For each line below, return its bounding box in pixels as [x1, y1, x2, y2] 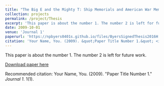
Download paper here [5, 61, 49, 67]
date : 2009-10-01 [5, 25, 41, 30]
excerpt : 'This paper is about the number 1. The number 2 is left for [5, 20, 154, 26]
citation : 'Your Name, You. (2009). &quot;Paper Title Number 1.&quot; [5, 39, 154, 44]
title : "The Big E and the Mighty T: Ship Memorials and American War [5, 7, 152, 12]
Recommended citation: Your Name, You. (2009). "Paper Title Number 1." [5, 71, 152, 77]
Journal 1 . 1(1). [5, 76, 34, 82]
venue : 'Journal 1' [5, 30, 45, 34]
